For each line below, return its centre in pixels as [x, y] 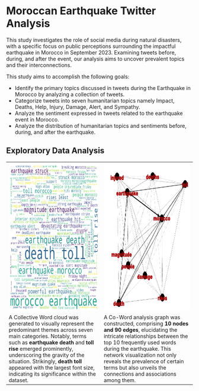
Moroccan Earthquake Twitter [81, 11]
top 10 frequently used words [140, 342]
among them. [120, 380]
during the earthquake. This [137, 348]
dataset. [18, 380]
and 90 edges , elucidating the [140, 329]
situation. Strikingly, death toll [45, 361]
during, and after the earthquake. [55, 132]
